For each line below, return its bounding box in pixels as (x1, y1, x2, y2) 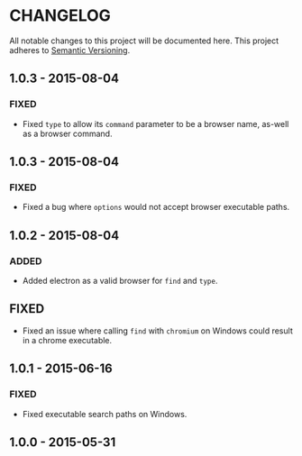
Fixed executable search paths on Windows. (22, 408, 188, 419)
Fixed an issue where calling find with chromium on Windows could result (22, 325, 293, 336)
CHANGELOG (9, 5, 111, 26)
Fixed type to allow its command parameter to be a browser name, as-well (22, 118, 289, 129)
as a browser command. (22, 128, 113, 139)
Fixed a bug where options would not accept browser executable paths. (22, 202, 290, 213)
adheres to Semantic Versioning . (9, 44, 131, 55)
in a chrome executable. (22, 334, 113, 345)
